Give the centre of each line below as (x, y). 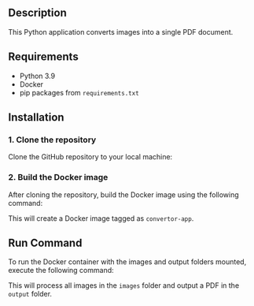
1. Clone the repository (52, 140)
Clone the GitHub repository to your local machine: (90, 157)
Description (37, 13)
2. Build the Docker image (58, 177)
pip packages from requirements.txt (79, 92)
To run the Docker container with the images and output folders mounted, (127, 262)
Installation (36, 118)
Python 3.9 (37, 76)
